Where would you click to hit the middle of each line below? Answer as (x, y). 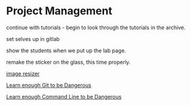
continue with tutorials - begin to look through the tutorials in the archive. (96, 27)
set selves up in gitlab (33, 39)
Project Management (59, 11)
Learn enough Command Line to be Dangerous (64, 96)
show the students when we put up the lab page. (66, 50)
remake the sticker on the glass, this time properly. (68, 62)
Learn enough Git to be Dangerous (49, 85)
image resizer (23, 73)
